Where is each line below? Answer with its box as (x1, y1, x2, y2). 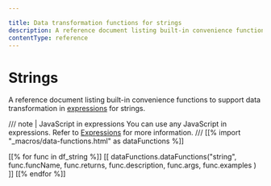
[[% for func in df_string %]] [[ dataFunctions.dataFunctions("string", (8, 152, 237, 162)
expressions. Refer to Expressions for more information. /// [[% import (8, 128, 241, 138)
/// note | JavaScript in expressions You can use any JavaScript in (8, 119, 227, 129)
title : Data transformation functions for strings (8, 19, 182, 27)
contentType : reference (8, 34, 89, 42)
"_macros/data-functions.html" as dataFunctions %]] (8, 136, 184, 146)
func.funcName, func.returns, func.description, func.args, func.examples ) (8, 160, 256, 170)
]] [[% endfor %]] (8, 169, 66, 179)
